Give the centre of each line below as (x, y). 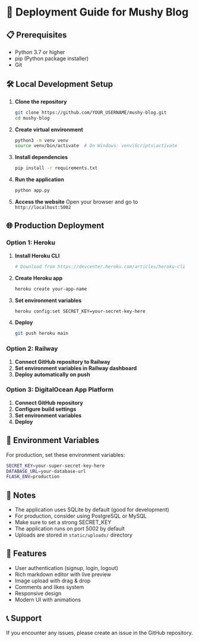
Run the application (39, 180)
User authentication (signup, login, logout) (67, 568)
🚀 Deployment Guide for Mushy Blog (97, 12)
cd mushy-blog (32, 118)
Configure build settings (45, 409)
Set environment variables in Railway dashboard (76, 368)
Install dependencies (41, 157)
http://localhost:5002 (43, 208)
